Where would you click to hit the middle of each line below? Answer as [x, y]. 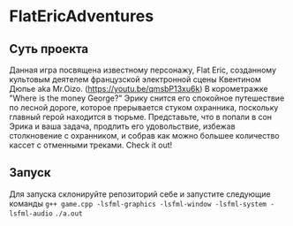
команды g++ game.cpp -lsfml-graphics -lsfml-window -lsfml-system [138, 203]
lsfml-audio [31, 214]
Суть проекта [49, 49]
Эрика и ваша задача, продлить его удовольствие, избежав [122, 126]
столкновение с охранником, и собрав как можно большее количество [144, 136]
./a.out [68, 214]
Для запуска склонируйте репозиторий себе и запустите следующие [140, 194]
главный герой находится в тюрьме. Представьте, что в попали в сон [140, 117]
